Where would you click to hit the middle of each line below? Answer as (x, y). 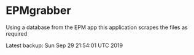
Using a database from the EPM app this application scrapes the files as (97, 27)
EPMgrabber (38, 11)
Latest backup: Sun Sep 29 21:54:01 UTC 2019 (64, 45)
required (17, 33)
